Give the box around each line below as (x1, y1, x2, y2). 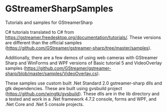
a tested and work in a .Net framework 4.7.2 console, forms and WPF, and (5, 96, 157, 102)
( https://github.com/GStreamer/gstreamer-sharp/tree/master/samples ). (5, 45, 152, 51)
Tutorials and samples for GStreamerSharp (5, 19, 93, 25)
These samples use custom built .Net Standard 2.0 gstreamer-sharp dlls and (5, 80, 163, 86)
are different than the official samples (5, 39, 82, 45)
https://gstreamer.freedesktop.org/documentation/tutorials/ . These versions (5, 34, 161, 40)
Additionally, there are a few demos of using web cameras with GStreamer (5, 54, 158, 60)
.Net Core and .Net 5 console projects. (5, 101, 84, 107)
